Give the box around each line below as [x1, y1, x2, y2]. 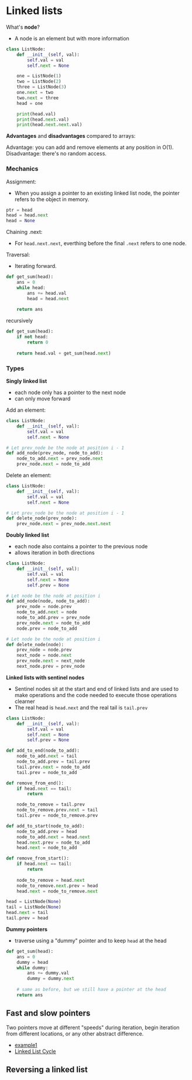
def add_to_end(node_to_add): [6, 748, 80, 754]
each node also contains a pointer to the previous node [14, 543, 148, 550]
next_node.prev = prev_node [16, 664, 85, 670]
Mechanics [6, 165, 39, 173]
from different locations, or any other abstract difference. [6, 1030, 144, 1037]
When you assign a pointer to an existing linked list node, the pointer [14, 189, 180, 196]
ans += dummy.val [27, 970, 69, 976]
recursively [6, 317, 33, 324]
